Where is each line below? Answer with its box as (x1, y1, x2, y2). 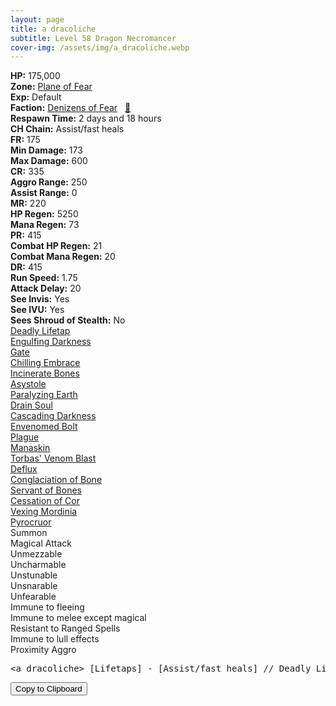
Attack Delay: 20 (10, 282, 82, 295)
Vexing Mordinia (10, 506, 78, 518)
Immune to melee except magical (10, 612, 147, 624)
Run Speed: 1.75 (10, 272, 78, 284)
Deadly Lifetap (10, 325, 71, 337)
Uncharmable (10, 559, 67, 571)
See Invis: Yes (10, 293, 70, 305)
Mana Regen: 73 (10, 219, 80, 231)
